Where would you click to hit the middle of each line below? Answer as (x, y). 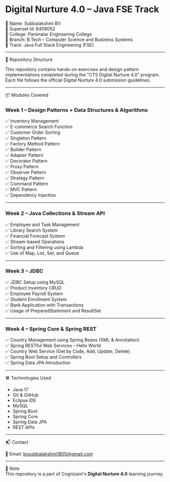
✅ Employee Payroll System (34, 293)
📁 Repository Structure (29, 59)
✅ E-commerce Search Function (39, 127)
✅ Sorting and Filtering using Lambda (44, 247)
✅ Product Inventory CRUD (33, 288)
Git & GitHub (26, 395)
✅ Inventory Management (32, 121)
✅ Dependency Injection (31, 195)
